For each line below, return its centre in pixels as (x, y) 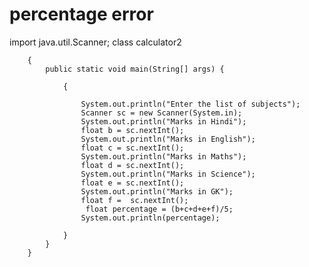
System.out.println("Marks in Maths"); (163, 156)
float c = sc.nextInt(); (132, 148)
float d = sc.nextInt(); (132, 165)
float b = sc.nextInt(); (132, 130)
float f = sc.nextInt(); (134, 200)
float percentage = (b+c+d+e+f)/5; (159, 209)
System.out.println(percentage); (150, 218)
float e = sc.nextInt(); (132, 183)
